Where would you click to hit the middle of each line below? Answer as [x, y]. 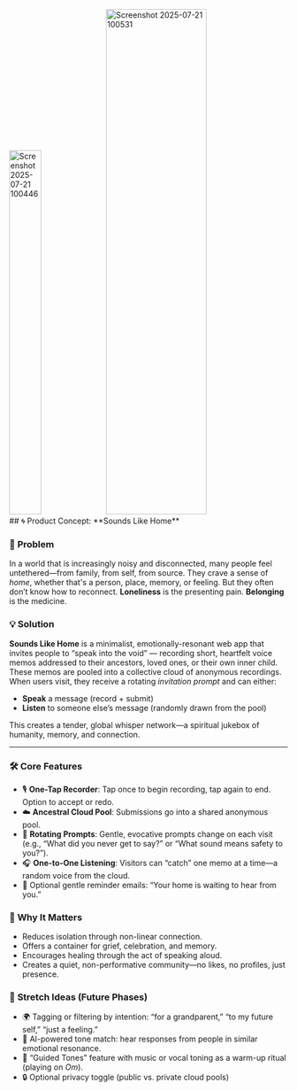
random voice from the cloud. [76, 875]
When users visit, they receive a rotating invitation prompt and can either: [143, 681]
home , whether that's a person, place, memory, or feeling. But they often [141, 583]
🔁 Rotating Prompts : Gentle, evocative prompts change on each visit [147, 834]
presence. [40, 974]
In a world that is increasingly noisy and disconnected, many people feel [141, 564]
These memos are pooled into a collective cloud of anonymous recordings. [145, 671]
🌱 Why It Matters [46, 917]
